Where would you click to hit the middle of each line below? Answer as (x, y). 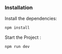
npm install (17, 28)
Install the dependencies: (31, 19)
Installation (19, 8)
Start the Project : (23, 37)
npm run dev (17, 47)
